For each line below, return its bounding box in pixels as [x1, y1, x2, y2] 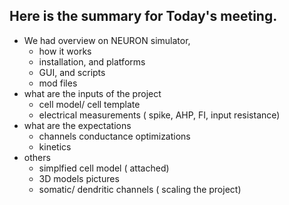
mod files [38, 77, 78, 89]
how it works [38, 45, 92, 57]
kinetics [38, 140, 72, 153]
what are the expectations [23, 119, 132, 131]
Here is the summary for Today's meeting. [9, 8, 278, 25]
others [23, 151, 51, 163]
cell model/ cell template [38, 98, 141, 110]
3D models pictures [38, 172, 120, 184]
